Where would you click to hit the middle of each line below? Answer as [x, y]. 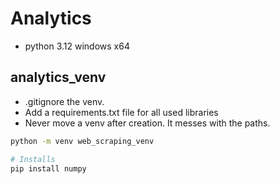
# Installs [33, 159]
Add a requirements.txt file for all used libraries [121, 112]
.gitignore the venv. [64, 101]
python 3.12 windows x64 [77, 46]
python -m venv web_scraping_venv [82, 141]
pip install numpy [48, 168]
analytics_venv [58, 77]
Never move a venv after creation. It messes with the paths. [147, 123]
